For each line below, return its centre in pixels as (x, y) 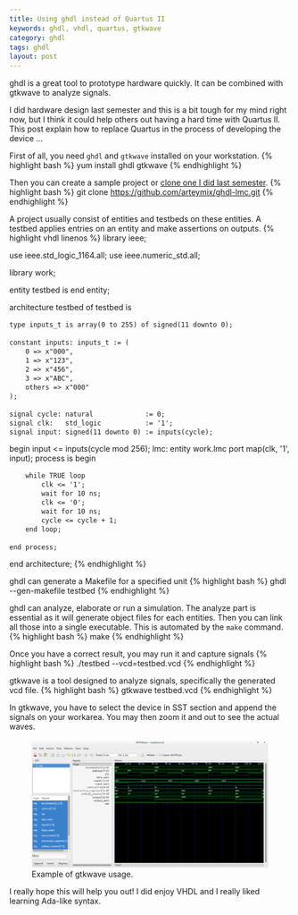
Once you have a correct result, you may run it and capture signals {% (138, 654)
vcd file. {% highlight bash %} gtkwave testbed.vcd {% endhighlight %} (141, 690)
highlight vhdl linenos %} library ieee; (78, 238)
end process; (33, 547)
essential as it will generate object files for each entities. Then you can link (146, 618)
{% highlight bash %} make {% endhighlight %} (97, 637)
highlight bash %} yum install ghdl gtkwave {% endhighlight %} (126, 165)
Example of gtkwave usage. (83, 874)
